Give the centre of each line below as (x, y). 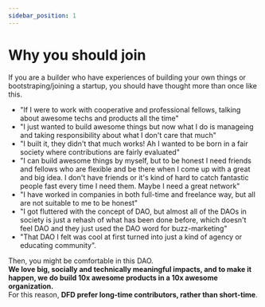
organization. (31, 286)
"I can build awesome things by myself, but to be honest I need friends (136, 160)
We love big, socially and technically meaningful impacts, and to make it (130, 269)
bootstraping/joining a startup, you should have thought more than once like (132, 85)
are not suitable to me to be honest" (78, 203)
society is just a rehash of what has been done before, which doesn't (133, 219)
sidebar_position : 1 (43, 16)
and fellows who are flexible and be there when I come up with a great (135, 169)
